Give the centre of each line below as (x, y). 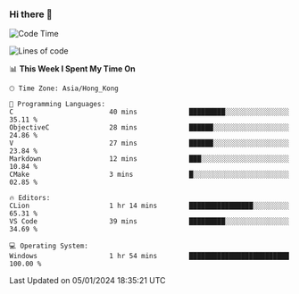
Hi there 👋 (31, 14)
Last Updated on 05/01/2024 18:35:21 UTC (88, 281)
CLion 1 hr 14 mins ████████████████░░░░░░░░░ (149, 206)
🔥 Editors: (30, 198)
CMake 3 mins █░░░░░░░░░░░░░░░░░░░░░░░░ (149, 175)
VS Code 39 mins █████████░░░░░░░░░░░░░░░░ (149, 222)
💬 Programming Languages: (57, 105)
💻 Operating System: (49, 246)
